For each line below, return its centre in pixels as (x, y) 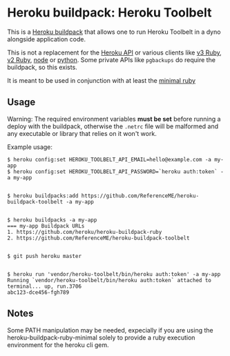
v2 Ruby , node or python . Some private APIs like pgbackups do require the (112, 59)
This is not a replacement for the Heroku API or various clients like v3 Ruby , (115, 52)
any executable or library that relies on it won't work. (82, 133)
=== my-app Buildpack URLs (46, 226)
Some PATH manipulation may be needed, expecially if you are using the (110, 330)
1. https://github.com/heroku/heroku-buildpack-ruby (85, 232)
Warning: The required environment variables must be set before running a (114, 119)
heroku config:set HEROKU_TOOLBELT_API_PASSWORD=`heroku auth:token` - (119, 171)
